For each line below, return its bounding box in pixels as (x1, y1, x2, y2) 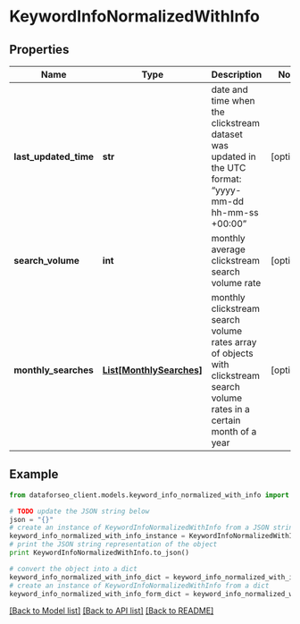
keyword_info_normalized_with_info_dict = (9, 572, 170, 582)
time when (211, 95, 255, 106)
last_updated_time (13, 150, 95, 163)
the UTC (211, 162, 246, 173)
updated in (211, 150, 256, 163)
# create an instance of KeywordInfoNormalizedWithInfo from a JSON (9, 523, 270, 533)
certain (211, 414, 241, 426)
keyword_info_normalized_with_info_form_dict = (9, 589, 190, 598)
